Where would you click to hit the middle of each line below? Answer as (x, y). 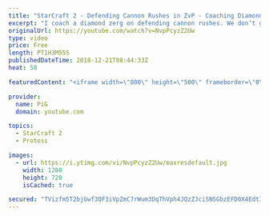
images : (21, 155)
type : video (28, 38)
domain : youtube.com (50, 112)
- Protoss (32, 141)
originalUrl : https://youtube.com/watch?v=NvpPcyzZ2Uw (102, 30)
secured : (23, 200)
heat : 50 (23, 68)
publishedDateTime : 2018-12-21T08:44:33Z (78, 61)
